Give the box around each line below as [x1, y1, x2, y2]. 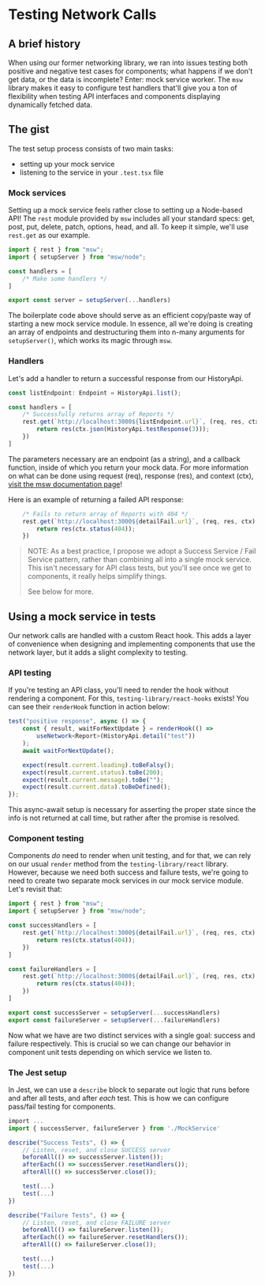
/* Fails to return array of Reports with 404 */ [22, 510, 189, 518]
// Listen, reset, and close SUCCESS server [22, 1146, 171, 1154]
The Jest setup [8, 1067, 67, 1078]
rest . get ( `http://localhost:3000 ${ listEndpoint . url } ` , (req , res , [22, 418, 245, 426]
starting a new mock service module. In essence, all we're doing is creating [8, 319, 253, 329]
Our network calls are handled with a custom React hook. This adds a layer [8, 631, 252, 641]
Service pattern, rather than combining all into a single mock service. [27, 555, 252, 565]
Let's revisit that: [8, 884, 62, 894]
